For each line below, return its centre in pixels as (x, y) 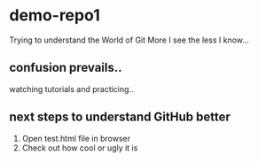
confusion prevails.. (66, 68)
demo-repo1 (55, 15)
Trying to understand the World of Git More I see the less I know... (129, 40)
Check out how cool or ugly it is (80, 148)
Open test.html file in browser (76, 138)
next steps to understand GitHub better (120, 117)
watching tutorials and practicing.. (71, 89)
